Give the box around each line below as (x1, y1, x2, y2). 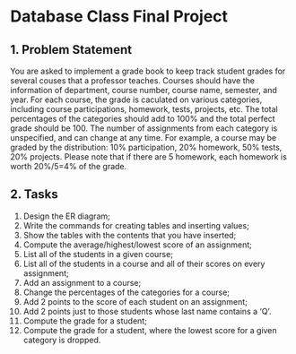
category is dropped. (22, 334, 101, 345)
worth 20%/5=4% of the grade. (10, 161, 127, 171)
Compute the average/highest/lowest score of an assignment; (22, 239, 252, 250)
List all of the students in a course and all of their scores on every (22, 258, 266, 269)
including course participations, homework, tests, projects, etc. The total (10, 104, 278, 114)
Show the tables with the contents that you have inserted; (22, 229, 237, 240)
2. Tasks (10, 186, 58, 203)
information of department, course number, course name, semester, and (10, 85, 277, 95)
